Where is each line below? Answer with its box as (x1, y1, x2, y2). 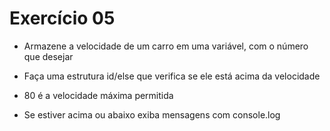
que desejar (23, 50, 74, 62)
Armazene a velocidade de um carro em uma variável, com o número (23, 40, 309, 52)
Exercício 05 (9, 7, 116, 30)
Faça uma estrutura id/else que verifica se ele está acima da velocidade (23, 70, 321, 82)
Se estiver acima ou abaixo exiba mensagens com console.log (23, 108, 281, 121)
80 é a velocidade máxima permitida (23, 89, 174, 101)
